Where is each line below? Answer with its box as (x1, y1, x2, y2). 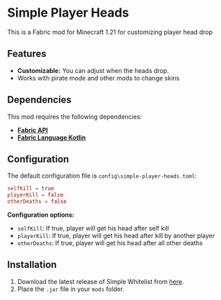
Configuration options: (7, 210, 75, 219)
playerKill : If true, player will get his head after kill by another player (17, 231, 215, 240)
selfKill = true (7, 185, 54, 192)
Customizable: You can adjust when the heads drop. (17, 66, 169, 74)
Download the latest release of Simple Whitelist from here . (17, 277, 184, 285)
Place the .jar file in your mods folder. (17, 285, 125, 293)
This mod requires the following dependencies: (7, 112, 142, 121)
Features (7, 48, 47, 60)
